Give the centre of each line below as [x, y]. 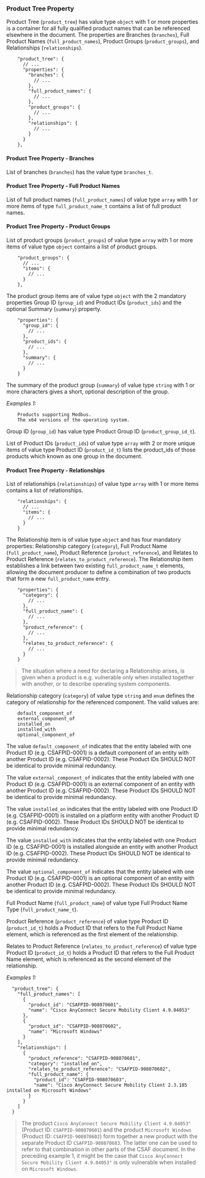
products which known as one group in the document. [74, 456]
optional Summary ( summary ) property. [54, 309]
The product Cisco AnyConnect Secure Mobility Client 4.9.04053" [106, 1124]
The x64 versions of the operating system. [74, 420]
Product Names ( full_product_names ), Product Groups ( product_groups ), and [103, 42]
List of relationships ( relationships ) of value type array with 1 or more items [102, 484]
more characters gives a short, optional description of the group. [88, 391]
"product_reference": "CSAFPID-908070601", [84, 1059]
